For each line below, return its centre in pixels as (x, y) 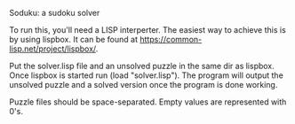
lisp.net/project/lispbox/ (52, 49)
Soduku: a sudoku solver (55, 13)
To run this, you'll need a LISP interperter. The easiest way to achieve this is (147, 30)
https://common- (171, 39)
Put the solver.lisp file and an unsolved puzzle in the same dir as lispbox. (142, 66)
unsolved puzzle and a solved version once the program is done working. (144, 85)
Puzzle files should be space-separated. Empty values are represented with (148, 102)
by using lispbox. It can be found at (73, 39)
